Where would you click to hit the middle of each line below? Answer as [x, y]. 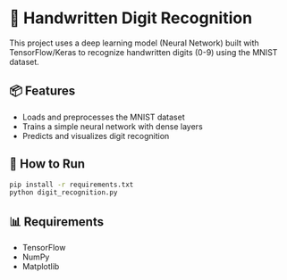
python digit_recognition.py [63, 193]
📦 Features [42, 91]
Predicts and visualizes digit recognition [96, 136]
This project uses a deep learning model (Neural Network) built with [134, 43]
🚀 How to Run [47, 164]
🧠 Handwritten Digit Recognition [131, 18]
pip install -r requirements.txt [72, 185]
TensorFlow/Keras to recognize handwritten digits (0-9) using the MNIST [143, 52]
